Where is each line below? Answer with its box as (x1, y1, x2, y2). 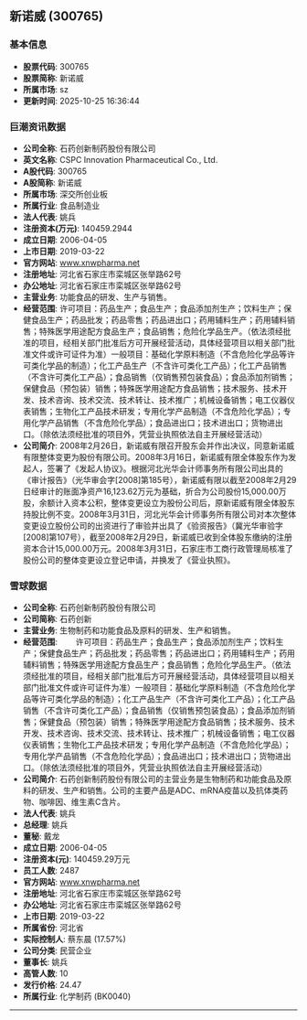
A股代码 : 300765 (22, 166, 87, 177)
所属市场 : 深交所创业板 (22, 188, 108, 199)
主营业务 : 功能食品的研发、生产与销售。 (22, 291, 172, 302)
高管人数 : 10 (22, 968, 69, 979)
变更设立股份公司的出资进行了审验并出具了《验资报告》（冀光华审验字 (22, 520, 283, 531)
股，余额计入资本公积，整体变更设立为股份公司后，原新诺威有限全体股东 (22, 497, 295, 508)
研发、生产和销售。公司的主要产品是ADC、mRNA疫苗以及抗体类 (38, 785, 281, 796)
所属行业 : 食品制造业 (22, 199, 101, 210)
